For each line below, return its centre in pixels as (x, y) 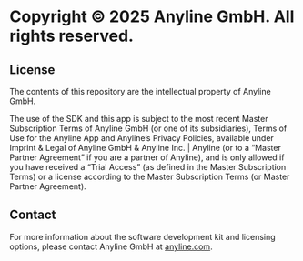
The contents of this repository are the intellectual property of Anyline (140, 91)
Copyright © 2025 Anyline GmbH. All (152, 17)
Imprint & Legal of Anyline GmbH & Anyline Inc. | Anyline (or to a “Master (146, 148)
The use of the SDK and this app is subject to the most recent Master (139, 119)
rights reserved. (72, 36)
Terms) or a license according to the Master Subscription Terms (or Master (150, 176)
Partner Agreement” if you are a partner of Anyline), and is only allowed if (147, 157)
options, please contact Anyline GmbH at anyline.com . (111, 246)
